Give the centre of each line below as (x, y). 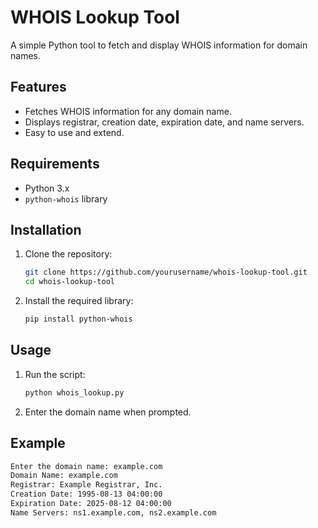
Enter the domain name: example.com (86, 466)
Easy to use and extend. (74, 132)
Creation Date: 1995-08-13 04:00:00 (86, 494)
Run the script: (55, 374)
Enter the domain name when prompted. (108, 412)
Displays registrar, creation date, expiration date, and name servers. (164, 122)
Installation (46, 229)
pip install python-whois (78, 319)
